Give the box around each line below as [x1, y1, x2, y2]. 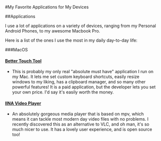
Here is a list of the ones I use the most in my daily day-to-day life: [5, 37, 138, 43]
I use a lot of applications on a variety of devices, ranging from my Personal [5, 23, 156, 29]
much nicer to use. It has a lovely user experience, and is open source [12, 126, 153, 132]
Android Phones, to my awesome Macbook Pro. [5, 28, 100, 33]
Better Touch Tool [5, 58, 42, 63]
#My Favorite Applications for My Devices [5, 4, 89, 10]
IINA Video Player [5, 100, 41, 106]
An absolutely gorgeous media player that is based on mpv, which [12, 111, 144, 117]
